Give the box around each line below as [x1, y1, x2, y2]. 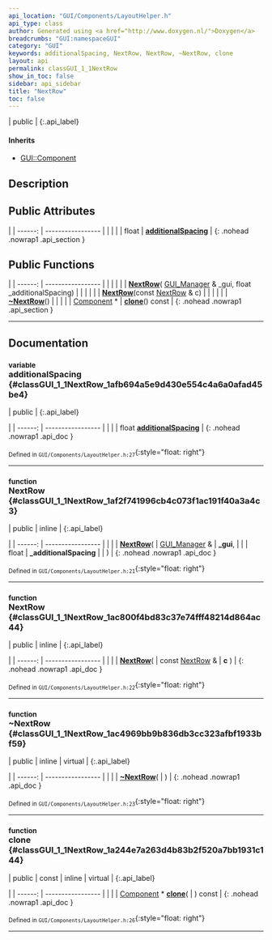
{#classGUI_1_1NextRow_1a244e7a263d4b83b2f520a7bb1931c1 [8, 844, 264, 856]
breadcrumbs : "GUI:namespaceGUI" [8, 34, 121, 43]
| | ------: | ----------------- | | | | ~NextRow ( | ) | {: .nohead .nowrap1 [8, 772, 240, 782]
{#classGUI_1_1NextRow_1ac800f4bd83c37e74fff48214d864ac [8, 611, 261, 623]
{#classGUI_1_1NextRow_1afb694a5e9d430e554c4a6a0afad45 [8, 378, 263, 389]
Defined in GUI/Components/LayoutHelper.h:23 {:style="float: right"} [8, 797, 206, 808]
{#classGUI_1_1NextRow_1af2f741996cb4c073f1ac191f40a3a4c [8, 495, 261, 506]
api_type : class [8, 19, 63, 28]
